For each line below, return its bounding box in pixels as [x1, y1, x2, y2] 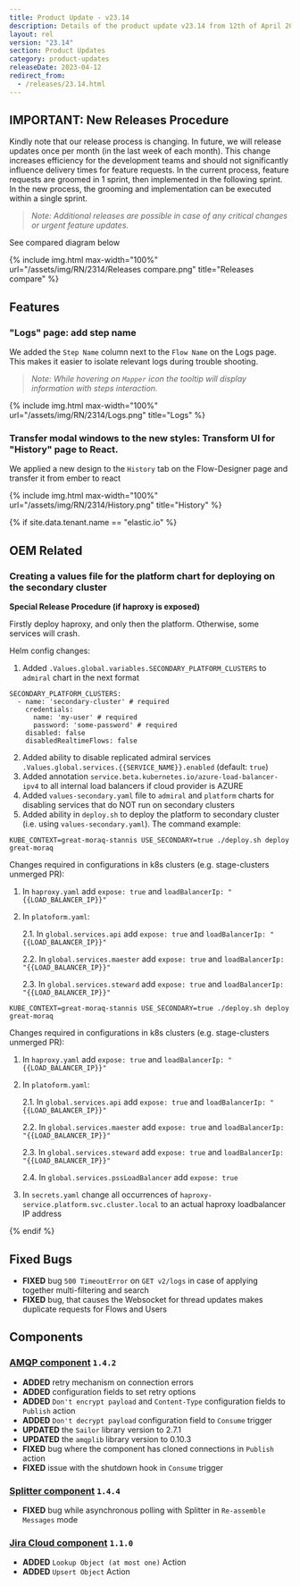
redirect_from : [9, 71, 66, 80]
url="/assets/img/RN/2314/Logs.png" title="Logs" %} [9, 410, 206, 421]
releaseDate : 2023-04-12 [9, 63, 102, 72]
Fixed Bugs [9, 1252, 73, 1267]
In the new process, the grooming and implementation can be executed [9, 184, 272, 195]
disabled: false [25, 729, 87, 738]
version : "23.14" [9, 38, 74, 47]
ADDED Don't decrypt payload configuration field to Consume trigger [21, 1414, 272, 1425]
